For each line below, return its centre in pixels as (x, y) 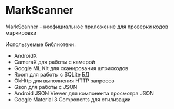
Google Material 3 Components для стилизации (72, 99)
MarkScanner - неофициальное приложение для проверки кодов (87, 27)
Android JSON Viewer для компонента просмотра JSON (84, 93)
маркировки (21, 32)
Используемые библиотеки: (41, 44)
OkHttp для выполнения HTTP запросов (64, 81)
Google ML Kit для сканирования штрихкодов (71, 68)
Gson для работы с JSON (46, 87)
